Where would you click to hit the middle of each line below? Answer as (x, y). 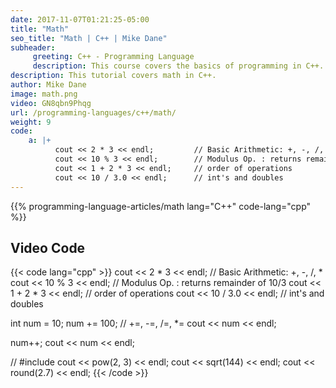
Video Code (48, 247)
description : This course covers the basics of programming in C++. (178, 66)
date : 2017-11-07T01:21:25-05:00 (80, 19)
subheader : (33, 47)
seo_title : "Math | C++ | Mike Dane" (89, 38)
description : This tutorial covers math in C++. (113, 76)
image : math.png (44, 94)
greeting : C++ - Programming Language (113, 57)
